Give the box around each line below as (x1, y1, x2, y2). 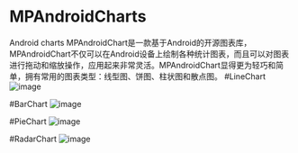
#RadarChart (9, 133, 57, 144)
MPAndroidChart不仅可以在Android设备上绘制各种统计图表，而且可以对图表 (9, 48, 290, 59)
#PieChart (9, 115, 47, 127)
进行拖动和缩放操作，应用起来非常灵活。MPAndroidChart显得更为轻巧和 (9, 59, 276, 70)
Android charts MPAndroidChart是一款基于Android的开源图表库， (9, 37, 252, 48)
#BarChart (9, 98, 48, 109)
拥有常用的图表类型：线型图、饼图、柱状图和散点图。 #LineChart (24, 70, 266, 82)
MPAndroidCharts (9, 6, 147, 27)
